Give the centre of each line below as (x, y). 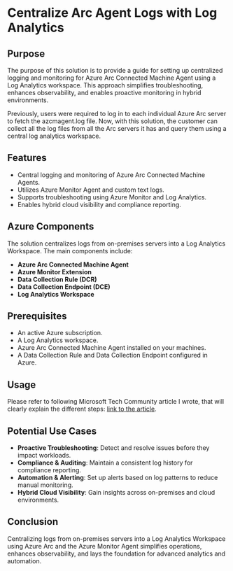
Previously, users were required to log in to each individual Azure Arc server (117, 114)
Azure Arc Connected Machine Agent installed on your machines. (112, 348)
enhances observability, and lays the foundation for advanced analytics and (116, 554)
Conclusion (33, 522)
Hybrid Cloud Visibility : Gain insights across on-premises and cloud (116, 493)
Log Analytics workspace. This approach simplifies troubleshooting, (105, 85)
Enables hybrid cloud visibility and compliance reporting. (99, 204)
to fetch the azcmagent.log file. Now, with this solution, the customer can (113, 121)
